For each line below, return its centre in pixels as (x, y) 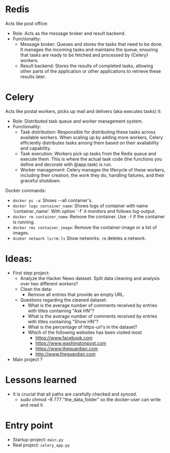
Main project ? (28, 359)
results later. (33, 76)
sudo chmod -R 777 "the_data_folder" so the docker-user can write (90, 399)
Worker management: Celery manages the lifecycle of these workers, (93, 169)
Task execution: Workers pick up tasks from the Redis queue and (88, 153)
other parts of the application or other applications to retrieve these (91, 71)
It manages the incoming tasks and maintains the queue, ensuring (89, 49)
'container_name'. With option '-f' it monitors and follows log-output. (84, 211)
